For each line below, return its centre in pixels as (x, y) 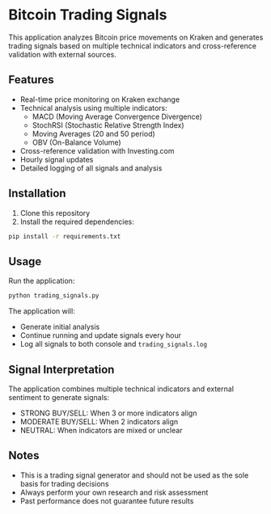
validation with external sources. (63, 54)
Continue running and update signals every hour (101, 335)
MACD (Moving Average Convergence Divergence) (117, 116)
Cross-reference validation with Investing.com (97, 150)
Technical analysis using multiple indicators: (93, 107)
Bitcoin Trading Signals (88, 15)
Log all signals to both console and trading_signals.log (114, 344)
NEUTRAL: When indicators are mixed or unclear (101, 430)
